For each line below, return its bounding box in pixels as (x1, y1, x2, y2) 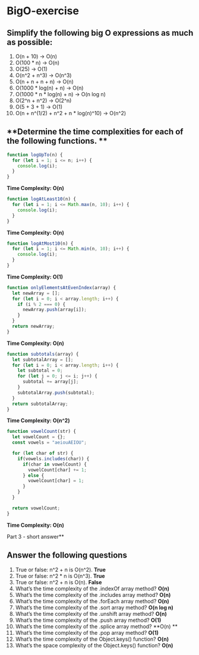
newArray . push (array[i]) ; (22, 307, 87, 313)
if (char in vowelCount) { (22, 461, 87, 467)
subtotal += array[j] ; (22, 379, 79, 385)
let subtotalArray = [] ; (12, 356, 74, 363)
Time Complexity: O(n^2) (7, 417, 70, 424)
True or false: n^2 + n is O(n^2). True (15, 566, 106, 573)
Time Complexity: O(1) (7, 273, 64, 280)
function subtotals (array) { (7, 351, 79, 357)
